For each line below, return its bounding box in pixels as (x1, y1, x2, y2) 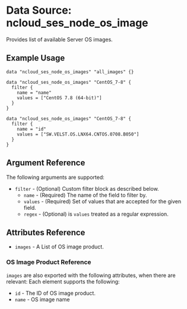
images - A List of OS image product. (14, 243, 104, 250)
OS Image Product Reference (6, 258, 91, 266)
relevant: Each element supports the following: (6, 278, 120, 285)
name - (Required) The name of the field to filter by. (23, 191, 147, 198)
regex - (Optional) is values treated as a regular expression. (23, 210, 169, 217)
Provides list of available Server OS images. (6, 36, 113, 43)
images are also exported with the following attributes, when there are (6, 272, 176, 279)
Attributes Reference (6, 227, 85, 238)
